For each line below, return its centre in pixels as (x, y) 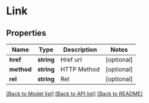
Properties (26, 33)
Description (80, 50)
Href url (71, 60)
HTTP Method (80, 69)
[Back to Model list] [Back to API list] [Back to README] (74, 94)
